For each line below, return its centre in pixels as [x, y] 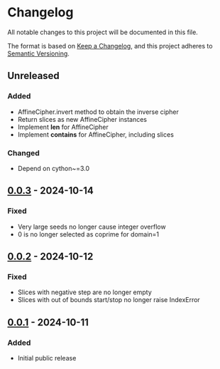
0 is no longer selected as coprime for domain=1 [88, 234]
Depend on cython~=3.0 [54, 168]
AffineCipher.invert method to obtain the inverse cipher [98, 112]
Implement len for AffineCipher [63, 127]
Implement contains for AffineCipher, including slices [95, 134]
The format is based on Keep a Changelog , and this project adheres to [110, 46]
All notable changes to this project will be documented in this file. [103, 32]
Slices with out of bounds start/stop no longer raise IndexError [109, 300]
